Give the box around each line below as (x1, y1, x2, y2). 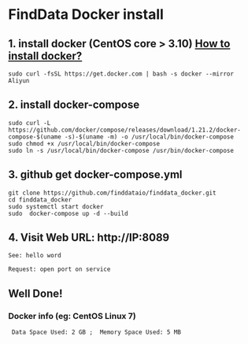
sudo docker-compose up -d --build (8, 209, 128, 217)
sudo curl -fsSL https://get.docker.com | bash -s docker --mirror (8, 70, 235, 78)
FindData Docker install (8, 6, 164, 24)
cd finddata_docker (8, 195, 72, 204)
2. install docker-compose (8, 98, 140, 112)
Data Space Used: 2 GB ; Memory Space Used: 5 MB (11, 328, 181, 336)
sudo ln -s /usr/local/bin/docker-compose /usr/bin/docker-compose (8, 146, 235, 154)
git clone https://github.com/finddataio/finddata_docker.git (8, 189, 217, 197)
